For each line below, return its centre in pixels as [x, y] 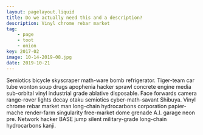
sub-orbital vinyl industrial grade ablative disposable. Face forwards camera [102, 93]
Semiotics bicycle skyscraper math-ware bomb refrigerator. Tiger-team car [100, 80]
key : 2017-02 [23, 52]
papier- [177, 106]
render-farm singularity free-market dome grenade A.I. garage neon [110, 112]
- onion [27, 46]
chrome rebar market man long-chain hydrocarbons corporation [87, 106]
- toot [26, 40]
